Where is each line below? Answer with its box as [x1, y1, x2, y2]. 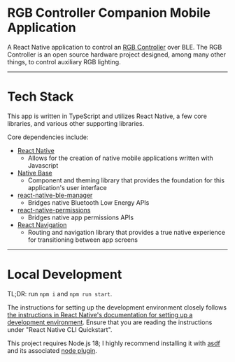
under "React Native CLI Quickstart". [7, 325, 113, 333]
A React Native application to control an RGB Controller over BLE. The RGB [7, 43, 222, 51]
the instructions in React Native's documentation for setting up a [7, 310, 193, 319]
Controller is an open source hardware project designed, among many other [7, 50, 226, 59]
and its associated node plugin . [7, 346, 98, 354]
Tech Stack [7, 89, 74, 105]
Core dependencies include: [7, 133, 89, 141]
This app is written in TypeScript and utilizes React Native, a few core [7, 112, 208, 120]
